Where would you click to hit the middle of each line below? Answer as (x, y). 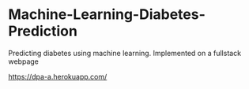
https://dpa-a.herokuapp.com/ (58, 76)
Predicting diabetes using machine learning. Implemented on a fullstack (125, 53)
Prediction (43, 31)
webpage (24, 61)
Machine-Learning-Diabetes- (107, 15)
